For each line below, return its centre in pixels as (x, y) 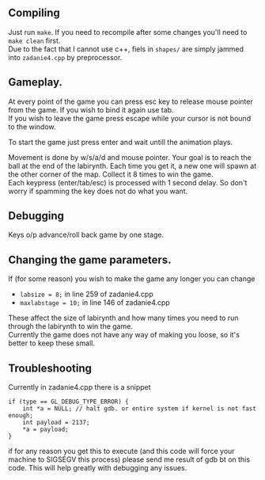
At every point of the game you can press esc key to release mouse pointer (131, 101)
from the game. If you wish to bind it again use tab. (91, 109)
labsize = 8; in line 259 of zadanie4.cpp (86, 294)
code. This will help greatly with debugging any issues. (98, 468)
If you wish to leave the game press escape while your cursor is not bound (130, 118)
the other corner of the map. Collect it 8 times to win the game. (111, 174)
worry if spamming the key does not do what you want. (98, 191)
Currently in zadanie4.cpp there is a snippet (80, 387)
